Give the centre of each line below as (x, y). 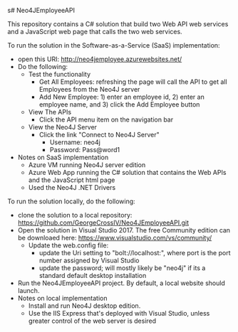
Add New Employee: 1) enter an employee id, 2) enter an (121, 97)
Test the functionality (59, 74)
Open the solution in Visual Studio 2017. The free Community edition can (124, 230)
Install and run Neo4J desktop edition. (84, 306)
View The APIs (50, 112)
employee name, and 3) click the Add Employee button (119, 105)
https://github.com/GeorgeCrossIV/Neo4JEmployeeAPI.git (103, 223)
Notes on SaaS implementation (63, 157)
